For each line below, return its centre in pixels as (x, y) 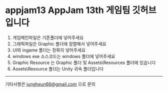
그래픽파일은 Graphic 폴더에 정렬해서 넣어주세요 (59, 43)
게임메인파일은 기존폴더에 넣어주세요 (48, 37)
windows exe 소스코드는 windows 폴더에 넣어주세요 (64, 56)
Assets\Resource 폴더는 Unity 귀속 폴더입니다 (58, 68)
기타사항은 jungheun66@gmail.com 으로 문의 (50, 84)
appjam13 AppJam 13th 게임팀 (68, 10)
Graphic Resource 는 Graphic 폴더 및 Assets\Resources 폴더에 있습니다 (84, 62)
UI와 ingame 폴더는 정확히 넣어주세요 (49, 50)
